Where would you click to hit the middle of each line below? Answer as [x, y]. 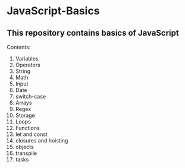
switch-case [31, 96]
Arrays [23, 103]
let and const [32, 134]
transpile [26, 153]
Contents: [19, 47]
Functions [28, 128]
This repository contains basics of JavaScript [93, 33]
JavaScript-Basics [53, 11]
